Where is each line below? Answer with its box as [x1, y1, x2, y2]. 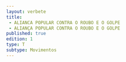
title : [6, 14, 22, 20]
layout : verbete [6, 8, 46, 15]
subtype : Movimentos [6, 47, 57, 53]
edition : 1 [6, 36, 33, 42]
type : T [6, 42, 25, 48]
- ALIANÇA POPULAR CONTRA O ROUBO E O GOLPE [8, 25, 120, 31]
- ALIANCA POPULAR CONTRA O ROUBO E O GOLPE [8, 19, 120, 25]
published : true [6, 31, 46, 37]
